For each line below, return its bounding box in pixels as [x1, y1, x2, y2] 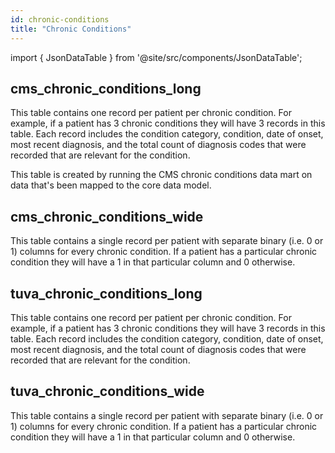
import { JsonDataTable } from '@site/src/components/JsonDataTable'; [10, 51, 303, 63]
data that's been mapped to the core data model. [10, 179, 212, 191]
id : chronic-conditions [10, 14, 110, 25]
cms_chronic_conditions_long [10, 80, 202, 97]
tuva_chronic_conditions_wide [10, 383, 205, 400]
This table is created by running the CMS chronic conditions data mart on [10, 169, 313, 181]
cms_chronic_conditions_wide [10, 208, 204, 225]
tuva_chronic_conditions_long [10, 285, 203, 302]
